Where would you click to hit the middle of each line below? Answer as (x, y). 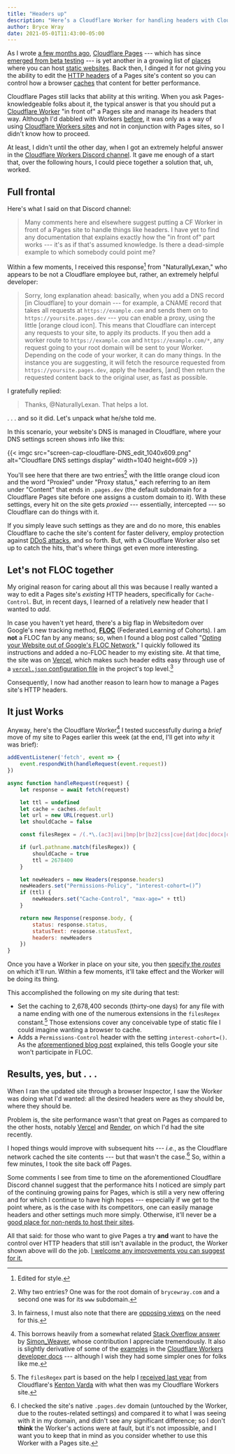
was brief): (23, 745)
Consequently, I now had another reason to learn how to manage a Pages (113, 682)
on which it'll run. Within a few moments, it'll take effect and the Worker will (116, 972)
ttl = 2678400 (53, 860)
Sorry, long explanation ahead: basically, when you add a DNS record (124, 295)
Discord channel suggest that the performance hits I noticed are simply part (116, 1185)
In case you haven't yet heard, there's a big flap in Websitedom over (106, 623)
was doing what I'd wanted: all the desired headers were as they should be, (116, 1099)
